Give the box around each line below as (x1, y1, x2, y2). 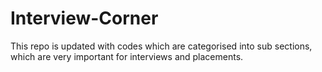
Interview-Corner (10, 7, 159, 30)
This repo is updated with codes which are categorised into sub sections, (10, 40, 313, 52)
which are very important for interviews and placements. (10, 50, 244, 62)
